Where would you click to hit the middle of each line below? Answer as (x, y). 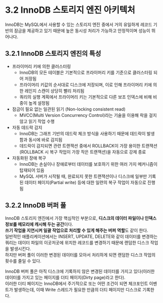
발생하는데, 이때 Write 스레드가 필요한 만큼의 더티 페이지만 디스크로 (78, 289)
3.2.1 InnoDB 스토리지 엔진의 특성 (53, 54)
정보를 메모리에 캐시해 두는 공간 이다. (39, 224)
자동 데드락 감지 (27, 127)
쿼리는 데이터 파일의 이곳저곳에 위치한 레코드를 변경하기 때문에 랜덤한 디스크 (77, 242)
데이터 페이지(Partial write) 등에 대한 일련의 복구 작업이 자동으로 (85, 182)
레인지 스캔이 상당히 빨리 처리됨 (54, 90)
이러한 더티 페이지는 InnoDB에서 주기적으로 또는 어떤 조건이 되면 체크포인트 (77, 283)
